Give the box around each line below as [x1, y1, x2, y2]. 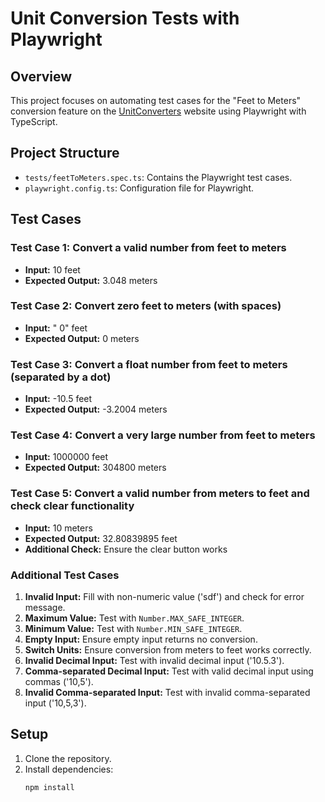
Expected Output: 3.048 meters [24, 274, 158, 286]
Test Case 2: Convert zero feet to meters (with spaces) [10, 299, 282, 313]
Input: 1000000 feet [24, 451, 109, 463]
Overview [10, 68, 73, 85]
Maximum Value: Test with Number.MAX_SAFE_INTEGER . [24, 612, 245, 624]
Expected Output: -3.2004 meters [24, 403, 168, 416]
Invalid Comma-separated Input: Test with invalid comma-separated [24, 686, 311, 698]
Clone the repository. [24, 752, 112, 764]
